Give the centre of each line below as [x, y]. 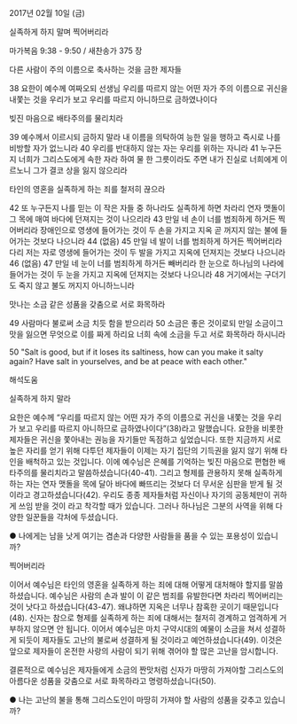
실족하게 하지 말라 [40, 398]
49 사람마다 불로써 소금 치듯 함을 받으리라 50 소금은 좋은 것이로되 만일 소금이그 [146, 323]
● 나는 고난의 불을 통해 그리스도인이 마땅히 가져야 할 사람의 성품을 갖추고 [136, 700]
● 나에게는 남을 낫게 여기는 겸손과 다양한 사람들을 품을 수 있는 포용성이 [132, 536]
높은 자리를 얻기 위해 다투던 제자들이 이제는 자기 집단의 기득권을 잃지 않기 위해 [144, 451]
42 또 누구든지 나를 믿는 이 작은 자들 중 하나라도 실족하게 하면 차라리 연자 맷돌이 [147, 208]
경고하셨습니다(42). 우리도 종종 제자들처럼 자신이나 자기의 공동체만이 [152, 495]
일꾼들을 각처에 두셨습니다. [72, 517]
